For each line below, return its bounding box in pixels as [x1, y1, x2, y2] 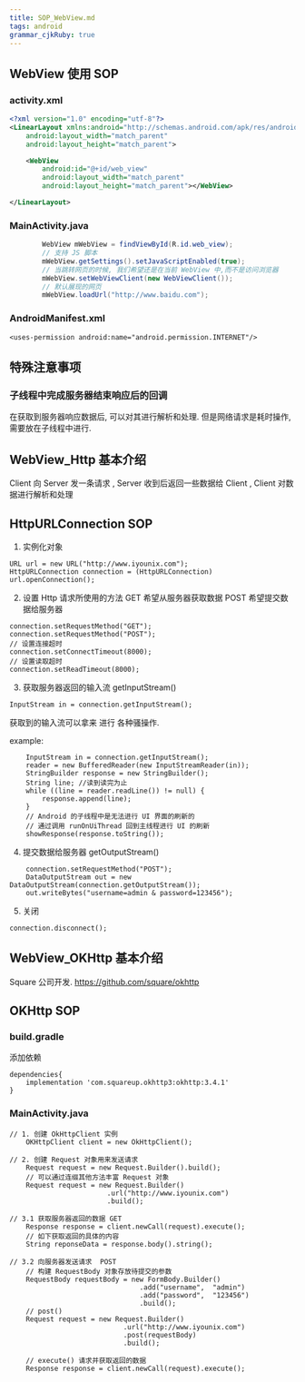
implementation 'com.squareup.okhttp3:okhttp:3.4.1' [25, 1078, 230, 1088]
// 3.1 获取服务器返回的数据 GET [9, 1214, 123, 1223]
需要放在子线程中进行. [9, 423, 93, 434]
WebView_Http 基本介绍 [9, 451, 147, 468]
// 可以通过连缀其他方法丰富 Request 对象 [25, 1172, 170, 1181]
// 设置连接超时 [9, 639, 63, 648]
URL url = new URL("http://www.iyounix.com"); [9, 559, 189, 568]
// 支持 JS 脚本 [42, 249, 98, 258]
